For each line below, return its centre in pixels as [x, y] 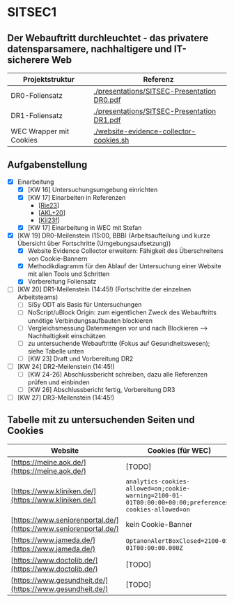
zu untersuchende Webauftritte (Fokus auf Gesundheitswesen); [119, 343]
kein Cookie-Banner [159, 524]
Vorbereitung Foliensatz [62, 282]
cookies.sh [111, 140]
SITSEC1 [32, 12]
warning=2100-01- [154, 495]
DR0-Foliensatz [37, 95]
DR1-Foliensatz [37, 116]
